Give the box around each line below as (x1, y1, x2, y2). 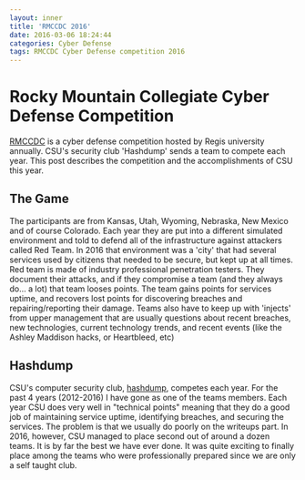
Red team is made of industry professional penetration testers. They (9, 263, 265, 274)
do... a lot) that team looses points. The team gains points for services (9, 283, 272, 294)
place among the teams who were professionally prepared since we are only (9, 450, 296, 461)
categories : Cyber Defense (9, 38, 112, 48)
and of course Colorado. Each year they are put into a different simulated (9, 225, 283, 236)
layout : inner (9, 13, 64, 23)
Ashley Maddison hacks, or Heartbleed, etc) (9, 332, 175, 342)
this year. (9, 165, 44, 176)
